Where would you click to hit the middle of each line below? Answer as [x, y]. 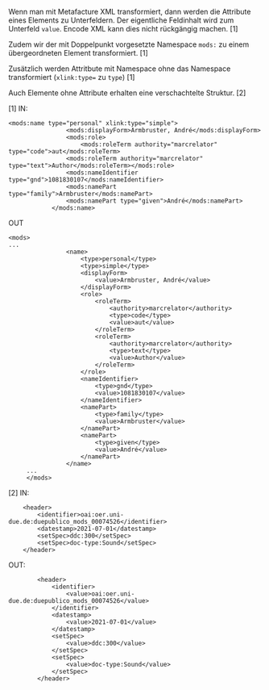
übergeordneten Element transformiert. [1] [79, 53]
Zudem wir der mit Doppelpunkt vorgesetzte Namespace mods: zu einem [129, 44]
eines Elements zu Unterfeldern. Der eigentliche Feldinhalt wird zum [121, 20]
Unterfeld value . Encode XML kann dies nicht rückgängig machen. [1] [123, 29]
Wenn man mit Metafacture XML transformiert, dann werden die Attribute [130, 12]
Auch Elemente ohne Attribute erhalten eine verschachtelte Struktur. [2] [127, 93]
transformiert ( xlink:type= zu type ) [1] [72, 77]
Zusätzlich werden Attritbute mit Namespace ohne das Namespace [120, 69]
